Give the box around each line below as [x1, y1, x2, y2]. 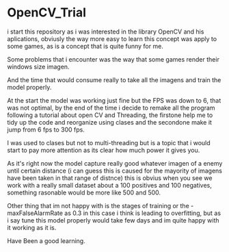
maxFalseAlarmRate [7, 209, 64, 217]
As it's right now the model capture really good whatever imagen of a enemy [7, 159, 223, 167]
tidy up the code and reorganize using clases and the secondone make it [7, 118, 212, 126]
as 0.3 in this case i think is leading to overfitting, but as [64, 209, 221, 217]
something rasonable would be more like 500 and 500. [7, 188, 161, 197]
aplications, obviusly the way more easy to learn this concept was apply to [7, 34, 217, 42]
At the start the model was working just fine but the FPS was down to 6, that [7, 96, 221, 104]
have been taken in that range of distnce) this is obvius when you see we [7, 173, 213, 182]
